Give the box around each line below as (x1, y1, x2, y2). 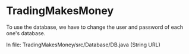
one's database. (6, 29, 46, 36)
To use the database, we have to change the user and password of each (6, 23, 183, 31)
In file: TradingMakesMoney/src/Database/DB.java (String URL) (6, 41, 160, 48)
